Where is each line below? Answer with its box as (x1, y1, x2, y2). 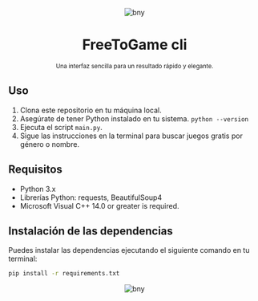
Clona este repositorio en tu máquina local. (19, 105, 162, 115)
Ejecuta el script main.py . (19, 122, 103, 132)
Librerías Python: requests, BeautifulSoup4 (19, 193, 163, 202)
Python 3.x (19, 184, 56, 193)
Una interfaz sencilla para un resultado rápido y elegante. (55, 62, 214, 70)
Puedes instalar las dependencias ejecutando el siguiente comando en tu (8, 246, 250, 255)
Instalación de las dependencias (8, 224, 174, 238)
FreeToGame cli (82, 36, 187, 54)
